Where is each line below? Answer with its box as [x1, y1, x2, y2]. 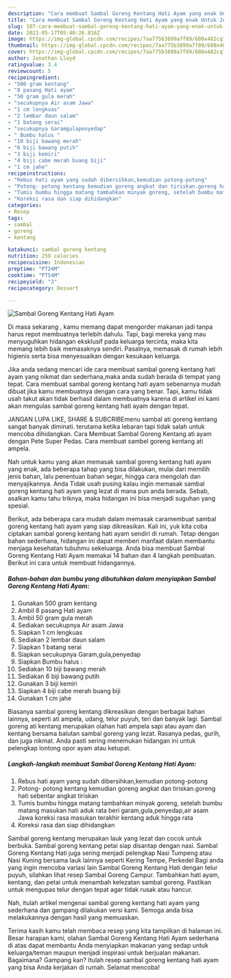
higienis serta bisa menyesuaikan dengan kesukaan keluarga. [8, 352, 181, 360]
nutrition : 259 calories [8, 252, 79, 260]
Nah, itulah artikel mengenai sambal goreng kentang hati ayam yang [8, 899, 200, 907]
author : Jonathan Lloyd [8, 55, 76, 62]
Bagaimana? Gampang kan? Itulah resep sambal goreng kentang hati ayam [8, 956, 219, 964]
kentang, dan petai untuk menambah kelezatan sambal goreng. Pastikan [8, 878, 212, 887]
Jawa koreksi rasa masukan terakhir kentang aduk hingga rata [17, 814, 194, 822]
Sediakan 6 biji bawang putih [17, 672, 100, 681]
